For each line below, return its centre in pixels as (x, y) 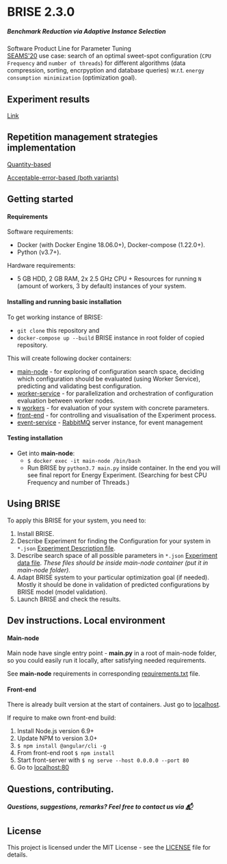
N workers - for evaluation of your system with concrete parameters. (113, 407)
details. (17, 855)
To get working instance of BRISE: (55, 317)
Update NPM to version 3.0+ (57, 738)
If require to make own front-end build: (62, 718)
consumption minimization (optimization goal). (72, 78)
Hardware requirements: (41, 266)
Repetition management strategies (83, 137)
